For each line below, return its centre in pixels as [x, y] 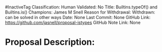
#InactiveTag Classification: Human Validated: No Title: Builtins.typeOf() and [81, 7]
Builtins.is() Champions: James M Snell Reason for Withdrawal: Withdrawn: [80, 12]
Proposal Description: [50, 42]
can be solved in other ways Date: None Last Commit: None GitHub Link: [78, 17]
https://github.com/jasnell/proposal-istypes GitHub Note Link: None [73, 22]
